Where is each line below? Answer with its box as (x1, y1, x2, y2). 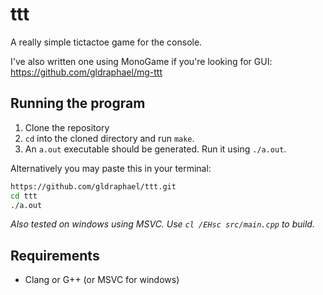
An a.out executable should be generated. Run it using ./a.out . (24, 143, 287, 155)
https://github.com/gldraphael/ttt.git (10, 181, 177, 192)
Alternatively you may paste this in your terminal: (10, 162, 212, 174)
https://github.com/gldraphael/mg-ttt (10, 66, 163, 78)
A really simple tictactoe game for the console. (10, 36, 203, 48)
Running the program (10, 95, 146, 112)
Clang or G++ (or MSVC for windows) (24, 274, 180, 286)
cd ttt (10, 191, 38, 201)
